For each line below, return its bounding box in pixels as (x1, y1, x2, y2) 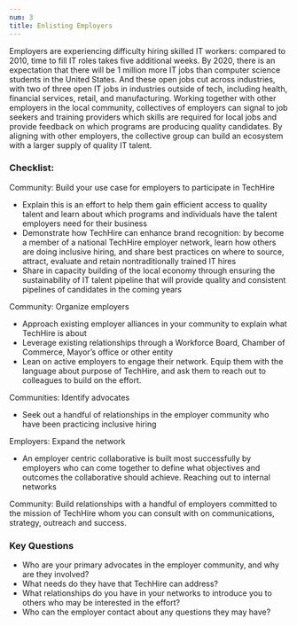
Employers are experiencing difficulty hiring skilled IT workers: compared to (9, 45, 286, 56)
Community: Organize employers (9, 301, 130, 311)
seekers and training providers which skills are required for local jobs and (9, 112, 277, 122)
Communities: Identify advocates (9, 392, 130, 403)
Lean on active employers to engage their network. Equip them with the (21, 356, 284, 366)
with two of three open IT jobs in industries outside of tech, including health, (9, 83, 288, 94)
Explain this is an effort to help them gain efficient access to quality (21, 199, 268, 209)
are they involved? (21, 569, 90, 580)
